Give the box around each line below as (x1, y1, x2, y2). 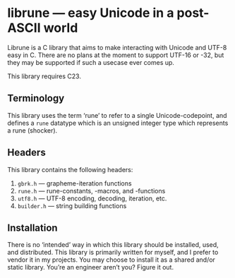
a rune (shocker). (7, 126, 58, 135)
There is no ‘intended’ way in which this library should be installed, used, (7, 241, 219, 249)
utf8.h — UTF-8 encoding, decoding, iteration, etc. (17, 194, 167, 203)
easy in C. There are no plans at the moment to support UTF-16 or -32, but (7, 51, 224, 59)
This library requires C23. (7, 72, 81, 80)
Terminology (7, 92, 65, 104)
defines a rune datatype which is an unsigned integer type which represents (7, 119, 229, 127)
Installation (7, 222, 58, 234)
